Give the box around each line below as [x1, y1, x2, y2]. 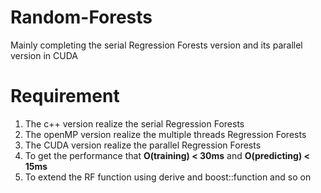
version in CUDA [10, 49, 78, 61]
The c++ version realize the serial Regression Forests [24, 117, 245, 130]
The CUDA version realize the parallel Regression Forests [24, 139, 262, 151]
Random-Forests [10, 6, 153, 29]
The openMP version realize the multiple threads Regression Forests [24, 128, 307, 140]
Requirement [10, 85, 120, 108]
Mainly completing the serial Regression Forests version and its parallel [10, 39, 303, 51]
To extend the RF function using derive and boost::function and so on [24, 171, 312, 183]
